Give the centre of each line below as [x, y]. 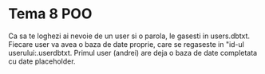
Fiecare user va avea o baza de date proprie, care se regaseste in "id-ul [127, 44]
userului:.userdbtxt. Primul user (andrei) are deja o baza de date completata [133, 53]
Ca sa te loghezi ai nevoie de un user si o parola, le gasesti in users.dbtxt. [129, 36]
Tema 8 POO [50, 14]
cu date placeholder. [42, 61]
